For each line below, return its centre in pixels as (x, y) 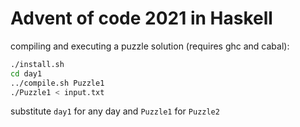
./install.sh (37, 64)
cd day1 (26, 73)
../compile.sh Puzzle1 (57, 83)
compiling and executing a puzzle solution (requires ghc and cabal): (150, 46)
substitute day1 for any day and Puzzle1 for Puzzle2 (115, 111)
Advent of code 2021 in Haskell (141, 18)
